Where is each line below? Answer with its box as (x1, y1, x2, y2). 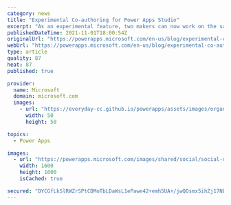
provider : (7, 80, 36, 87)
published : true (7, 67, 54, 74)
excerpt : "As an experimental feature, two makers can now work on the (7, 23, 217, 30)
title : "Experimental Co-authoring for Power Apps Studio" (7, 17, 180, 23)
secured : (7, 187, 32, 195)
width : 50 (25, 112, 54, 119)
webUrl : (7, 42, 30, 49)
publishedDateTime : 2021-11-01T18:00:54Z (7, 29, 128, 36)
